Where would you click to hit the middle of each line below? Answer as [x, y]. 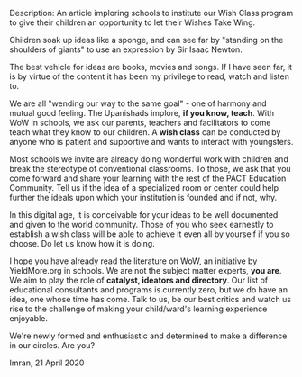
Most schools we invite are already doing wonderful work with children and [149, 159]
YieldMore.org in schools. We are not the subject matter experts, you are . [146, 270]
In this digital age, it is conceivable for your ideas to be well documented [144, 215]
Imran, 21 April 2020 [47, 363]
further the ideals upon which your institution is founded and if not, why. [143, 197]
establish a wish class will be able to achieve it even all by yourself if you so [150, 234]
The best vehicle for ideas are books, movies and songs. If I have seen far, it [151, 67]
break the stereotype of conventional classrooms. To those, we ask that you [150, 169]
